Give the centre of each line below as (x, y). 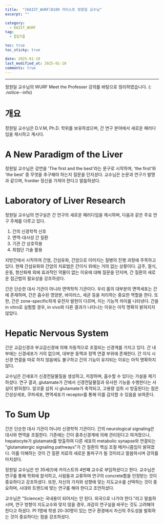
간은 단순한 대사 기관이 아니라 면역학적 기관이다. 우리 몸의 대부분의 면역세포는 (79, 289)
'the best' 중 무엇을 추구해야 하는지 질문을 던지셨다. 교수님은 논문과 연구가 (76, 175)
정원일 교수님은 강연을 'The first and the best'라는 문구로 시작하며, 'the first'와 (81, 169)
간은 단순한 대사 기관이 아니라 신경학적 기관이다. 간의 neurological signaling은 (80, 429)
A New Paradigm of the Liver (64, 154)
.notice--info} (19, 92)
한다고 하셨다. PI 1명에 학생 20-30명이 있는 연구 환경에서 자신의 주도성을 (74, 511)
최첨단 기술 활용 (27, 250)
